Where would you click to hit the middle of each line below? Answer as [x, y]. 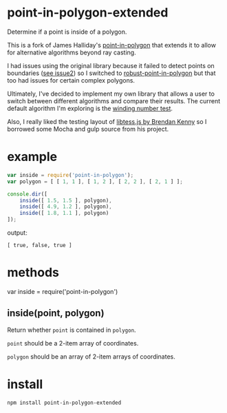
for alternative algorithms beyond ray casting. [72, 52]
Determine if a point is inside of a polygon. [67, 32]
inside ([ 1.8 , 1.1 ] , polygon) [64, 213]
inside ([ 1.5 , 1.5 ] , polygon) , [66, 200]
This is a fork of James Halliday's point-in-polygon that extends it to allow [112, 45]
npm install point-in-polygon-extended [64, 403]
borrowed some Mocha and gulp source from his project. [88, 129]
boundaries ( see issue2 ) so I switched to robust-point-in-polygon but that [111, 73]
